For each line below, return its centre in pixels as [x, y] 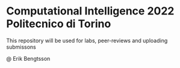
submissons [21, 47]
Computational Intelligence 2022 [90, 11]
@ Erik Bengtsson [28, 58]
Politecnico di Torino [59, 24]
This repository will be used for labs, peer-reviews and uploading [87, 40]
